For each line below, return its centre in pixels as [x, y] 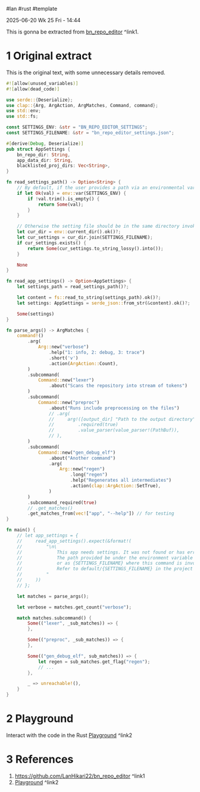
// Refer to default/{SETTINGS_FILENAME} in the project [105, 569]
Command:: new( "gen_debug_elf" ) [77, 452]
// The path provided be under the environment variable [105, 558]
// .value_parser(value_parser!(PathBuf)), [114, 430]
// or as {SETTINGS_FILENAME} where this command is [100, 563]
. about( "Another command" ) [82, 458]
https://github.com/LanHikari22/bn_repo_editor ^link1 [80, 776]
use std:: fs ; [22, 117]
